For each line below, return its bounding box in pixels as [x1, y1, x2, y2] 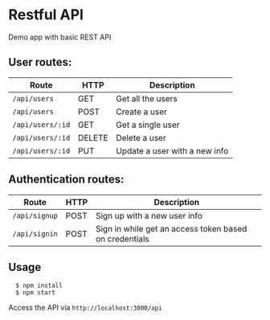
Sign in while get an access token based [95, 223, 247, 234]
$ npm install [15, 281, 63, 290]
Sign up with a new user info [95, 210, 203, 221]
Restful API [8, 6, 84, 24]
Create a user [116, 106, 167, 117]
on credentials [95, 233, 150, 244]
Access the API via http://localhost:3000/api [8, 303, 162, 313]
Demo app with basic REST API [8, 32, 112, 42]
